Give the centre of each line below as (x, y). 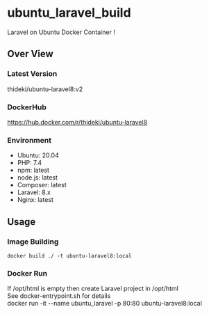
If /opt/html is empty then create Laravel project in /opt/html (93, 289)
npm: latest (33, 170)
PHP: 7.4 (30, 163)
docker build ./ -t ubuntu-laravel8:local (69, 256)
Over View (30, 54)
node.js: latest (37, 178)
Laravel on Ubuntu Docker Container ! (61, 32)
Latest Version (32, 74)
